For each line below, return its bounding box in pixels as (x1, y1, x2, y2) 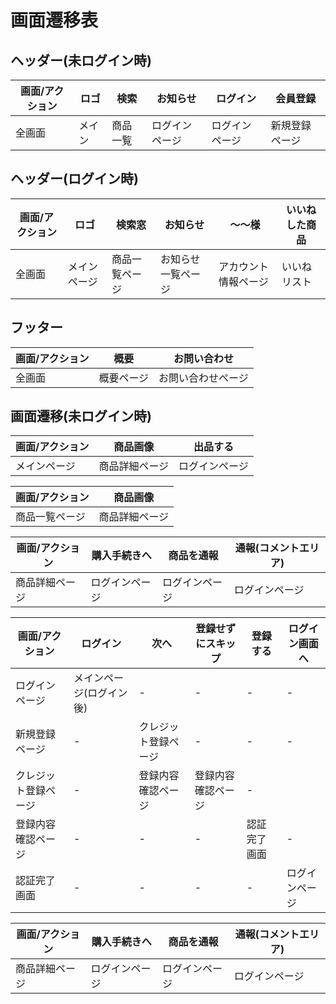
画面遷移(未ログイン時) (10, 408, 152, 425)
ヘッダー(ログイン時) (10, 171, 139, 188)
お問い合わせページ (158, 371, 249, 385)
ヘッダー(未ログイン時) (10, 52, 152, 69)
